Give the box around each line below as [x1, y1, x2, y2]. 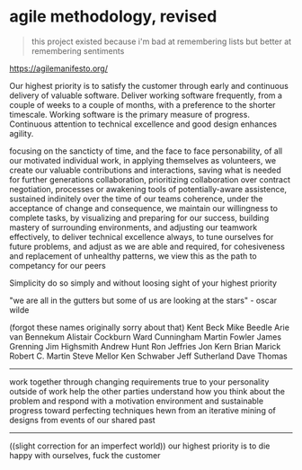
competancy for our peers [9, 260, 106, 270]
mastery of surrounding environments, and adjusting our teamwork [9, 222, 258, 233]
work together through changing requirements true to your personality [9, 376, 270, 387]
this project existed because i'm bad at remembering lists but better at [31, 36, 292, 47]
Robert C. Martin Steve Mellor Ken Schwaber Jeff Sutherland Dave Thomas [9, 350, 288, 361]
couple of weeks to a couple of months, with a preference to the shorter [9, 99, 276, 110]
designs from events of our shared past [9, 414, 155, 425]
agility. [9, 128, 34, 138]
